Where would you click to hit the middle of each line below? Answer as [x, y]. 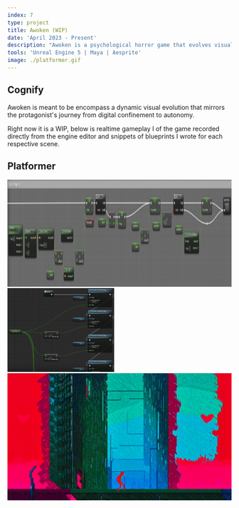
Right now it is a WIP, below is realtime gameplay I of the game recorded [113, 128]
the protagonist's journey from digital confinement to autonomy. [101, 115]
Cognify [26, 90]
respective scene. [34, 143]
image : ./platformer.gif [44, 61]
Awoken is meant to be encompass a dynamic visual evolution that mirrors [116, 107]
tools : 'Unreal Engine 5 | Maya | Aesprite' [74, 53]
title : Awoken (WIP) [38, 30]
